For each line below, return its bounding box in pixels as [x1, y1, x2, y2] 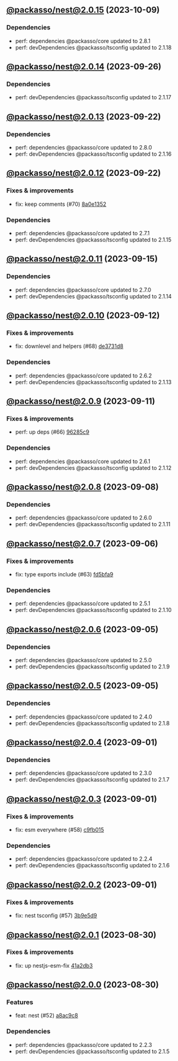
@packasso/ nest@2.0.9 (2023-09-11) [6, 396, 155, 407]
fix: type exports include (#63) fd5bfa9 [15, 571, 114, 578]
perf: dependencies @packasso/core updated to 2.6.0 [15, 514, 152, 521]
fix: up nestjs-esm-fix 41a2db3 [15, 962, 93, 969]
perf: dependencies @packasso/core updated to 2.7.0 [15, 286, 152, 293]
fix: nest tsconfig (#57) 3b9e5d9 [15, 912, 97, 919]
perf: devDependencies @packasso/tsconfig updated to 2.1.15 [15, 236, 172, 244]
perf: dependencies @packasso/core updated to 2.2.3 [15, 1041, 152, 1048]
